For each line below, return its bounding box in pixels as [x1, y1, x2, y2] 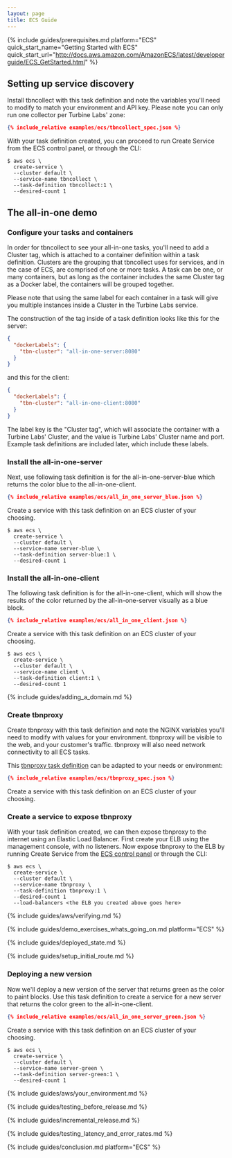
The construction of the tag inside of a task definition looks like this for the [7, 314, 220, 322]
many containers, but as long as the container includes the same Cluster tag [7, 272, 225, 281]
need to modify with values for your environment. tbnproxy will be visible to [7, 733, 222, 742]
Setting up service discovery [7, 78, 134, 89]
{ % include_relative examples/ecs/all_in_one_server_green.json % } [7, 1013, 206, 1020]
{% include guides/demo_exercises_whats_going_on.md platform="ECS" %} [7, 925, 225, 933]
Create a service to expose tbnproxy [7, 812, 132, 822]
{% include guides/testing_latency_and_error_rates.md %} [7, 1129, 173, 1137]
